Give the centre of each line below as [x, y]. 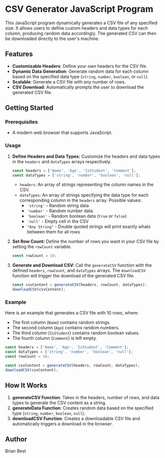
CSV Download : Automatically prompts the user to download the [78, 87]
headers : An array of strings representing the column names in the [86, 184]
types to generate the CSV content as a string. [59, 403]
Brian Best [16, 451]
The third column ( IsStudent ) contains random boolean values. [76, 333]
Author [16, 439]
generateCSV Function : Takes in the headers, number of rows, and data [86, 397]
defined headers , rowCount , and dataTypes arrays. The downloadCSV [79, 271]
